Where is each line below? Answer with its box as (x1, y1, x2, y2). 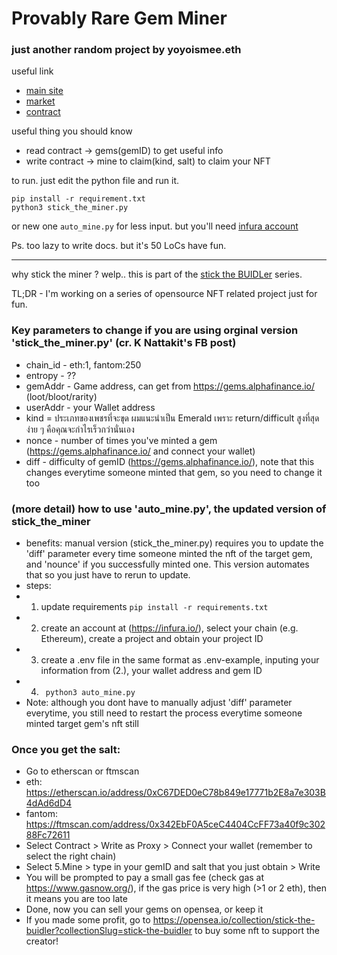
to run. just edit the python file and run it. (11, 175, 180, 187)
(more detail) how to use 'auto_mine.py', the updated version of (11, 502, 327, 516)
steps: (25, 580, 52, 592)
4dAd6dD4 (25, 797, 73, 809)
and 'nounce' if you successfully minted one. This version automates (25, 558, 310, 571)
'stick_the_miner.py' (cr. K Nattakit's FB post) (11, 336, 237, 350)
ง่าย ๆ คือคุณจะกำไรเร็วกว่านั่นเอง (25, 423, 135, 435)
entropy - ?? (25, 369, 77, 381)
